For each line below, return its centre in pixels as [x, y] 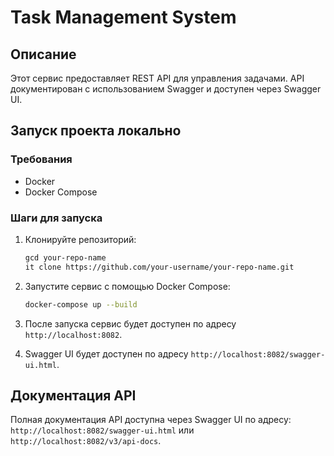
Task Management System [123, 17]
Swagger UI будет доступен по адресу [106, 353]
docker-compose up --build [81, 304]
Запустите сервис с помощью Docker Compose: [127, 286]
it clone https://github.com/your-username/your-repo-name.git [159, 267]
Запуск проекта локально [96, 131]
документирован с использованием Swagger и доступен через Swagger [166, 89]
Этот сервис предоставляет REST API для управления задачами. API [157, 78]
